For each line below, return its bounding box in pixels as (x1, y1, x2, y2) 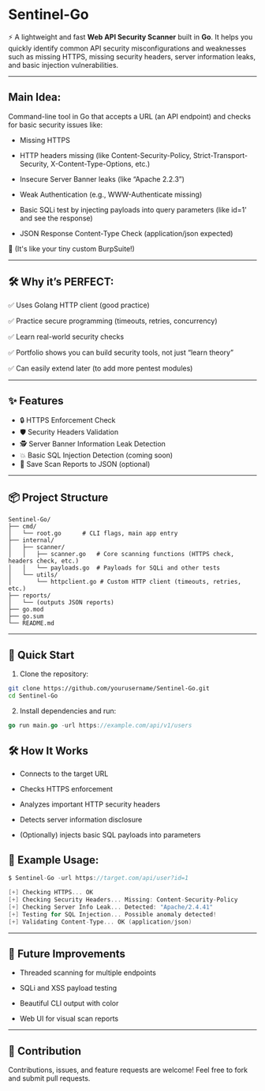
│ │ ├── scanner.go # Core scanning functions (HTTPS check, (8, 551, 235, 559)
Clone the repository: (19, 669, 89, 679)
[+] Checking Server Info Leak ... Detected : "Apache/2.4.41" (8, 903, 214, 911)
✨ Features (8, 393, 64, 408)
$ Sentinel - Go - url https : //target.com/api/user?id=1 (8, 875, 189, 882)
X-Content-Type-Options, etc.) (50, 159, 151, 168)
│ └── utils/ (8, 571, 58, 579)
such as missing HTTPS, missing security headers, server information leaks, (8, 51, 256, 61)
